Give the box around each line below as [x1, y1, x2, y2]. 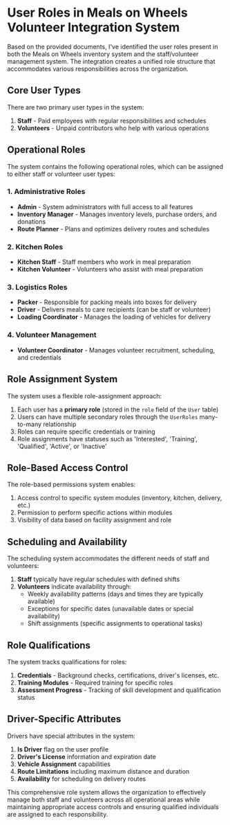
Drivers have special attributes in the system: [7, 731, 136, 740]
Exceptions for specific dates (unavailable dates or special [27, 605, 194, 613]
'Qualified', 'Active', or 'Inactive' [17, 442, 107, 450]
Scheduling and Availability [7, 535, 128, 548]
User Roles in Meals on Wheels [7, 5, 188, 21]
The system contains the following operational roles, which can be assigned [7, 162, 223, 170]
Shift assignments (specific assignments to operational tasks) [27, 619, 203, 628]
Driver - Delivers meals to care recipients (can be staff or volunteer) [17, 305, 211, 314]
